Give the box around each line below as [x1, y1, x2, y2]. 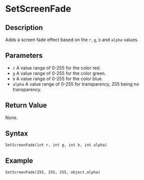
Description [5, 23, 43, 32]
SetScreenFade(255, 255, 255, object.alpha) [5, 170, 101, 175]
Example [5, 156, 33, 165]
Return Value [5, 101, 47, 110]
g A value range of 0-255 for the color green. [12, 70, 106, 76]
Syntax [5, 129, 28, 138]
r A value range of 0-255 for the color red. [12, 64, 101, 71]
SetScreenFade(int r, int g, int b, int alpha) [5, 142, 108, 148]
